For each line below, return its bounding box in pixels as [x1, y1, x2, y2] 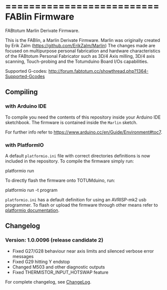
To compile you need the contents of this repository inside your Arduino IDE [5, 114, 161, 120]
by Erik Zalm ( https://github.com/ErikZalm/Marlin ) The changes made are [5, 42, 156, 48]
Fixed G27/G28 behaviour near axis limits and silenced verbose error [12, 248, 154, 254]
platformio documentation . [5, 207, 60, 213]
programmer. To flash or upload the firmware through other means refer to [5, 202, 158, 208]
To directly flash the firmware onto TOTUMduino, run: [5, 177, 116, 183]
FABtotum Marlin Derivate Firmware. [5, 27, 80, 33]
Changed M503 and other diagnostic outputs [12, 264, 105, 270]
